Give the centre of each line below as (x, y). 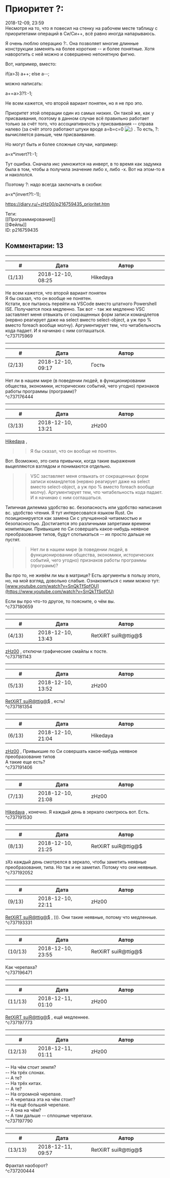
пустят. (13, 539)
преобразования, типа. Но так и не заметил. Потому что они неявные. (81, 867)
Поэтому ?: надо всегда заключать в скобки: (54, 184)
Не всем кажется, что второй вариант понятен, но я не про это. (74, 103)
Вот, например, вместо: (31, 64)
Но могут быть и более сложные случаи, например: (61, 144)
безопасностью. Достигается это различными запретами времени (78, 523)
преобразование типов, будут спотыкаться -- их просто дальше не (78, 534)
